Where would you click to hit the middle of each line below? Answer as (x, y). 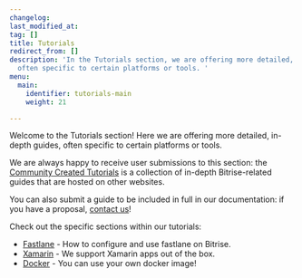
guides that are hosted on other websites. (87, 182)
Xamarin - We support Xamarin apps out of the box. (119, 254)
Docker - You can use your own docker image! (109, 264)
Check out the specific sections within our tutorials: (106, 226)
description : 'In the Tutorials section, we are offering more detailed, (152, 60)
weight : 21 (46, 102)
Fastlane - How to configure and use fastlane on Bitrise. (127, 244)
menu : (19, 77)
